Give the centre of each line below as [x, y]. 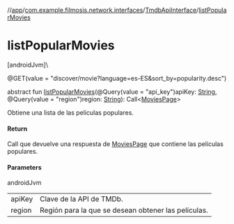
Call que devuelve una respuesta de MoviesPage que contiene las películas [116, 144]
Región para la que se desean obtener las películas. [124, 210]
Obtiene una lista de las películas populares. [71, 112]
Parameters [24, 167]
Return [17, 129]
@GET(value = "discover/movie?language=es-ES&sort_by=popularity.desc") [117, 78]
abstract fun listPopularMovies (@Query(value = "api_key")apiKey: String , [112, 91]
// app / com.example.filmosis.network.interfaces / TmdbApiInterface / [103, 10]
